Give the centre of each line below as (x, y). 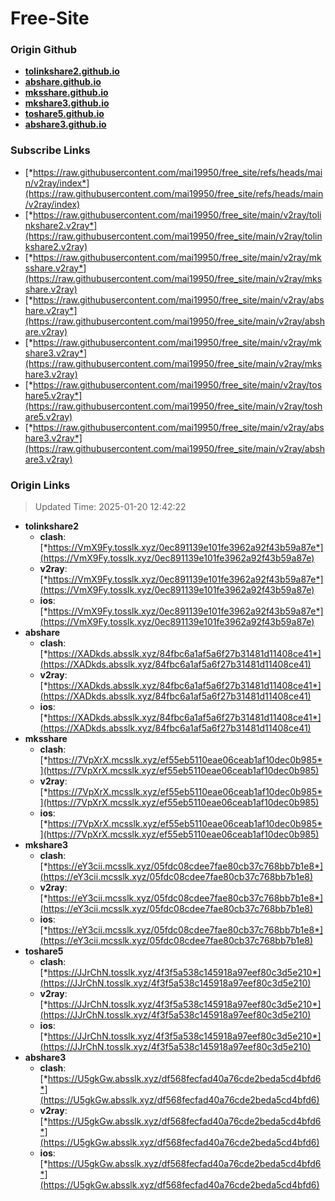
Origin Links (40, 485)
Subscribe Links (50, 150)
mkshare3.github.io (67, 103)
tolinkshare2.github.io (72, 71)
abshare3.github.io (65, 124)
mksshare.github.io (66, 93)
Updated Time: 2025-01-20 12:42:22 (110, 507)
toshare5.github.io (64, 114)
